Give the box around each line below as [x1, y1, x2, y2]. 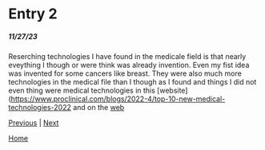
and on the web [73, 103, 125, 112]
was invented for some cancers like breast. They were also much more [8, 69, 242, 78]
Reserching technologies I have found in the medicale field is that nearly [8, 52, 247, 61]
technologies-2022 [8, 103, 72, 112]
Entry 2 [8, 5, 58, 23]
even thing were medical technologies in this [8, 85, 156, 96]
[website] [157, 85, 188, 96]
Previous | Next [8, 118, 59, 128]
